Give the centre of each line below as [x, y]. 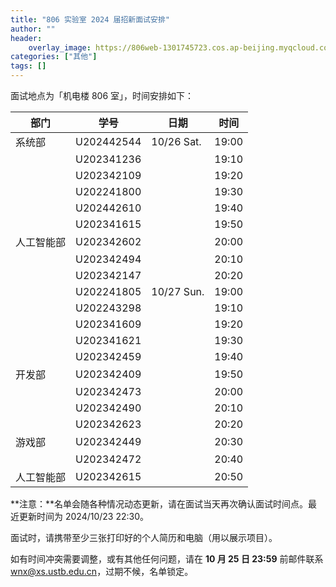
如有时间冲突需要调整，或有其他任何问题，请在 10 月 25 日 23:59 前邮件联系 [167, 559]
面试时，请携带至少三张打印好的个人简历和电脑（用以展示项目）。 [144, 537]
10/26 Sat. [176, 141]
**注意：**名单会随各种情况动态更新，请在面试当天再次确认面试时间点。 [159, 504]
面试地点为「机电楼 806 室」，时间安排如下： [102, 95]
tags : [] [28, 66]
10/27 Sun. [178, 291]
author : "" [33, 29]
